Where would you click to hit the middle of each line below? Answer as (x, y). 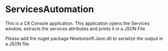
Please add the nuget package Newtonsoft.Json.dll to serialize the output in (84, 38)
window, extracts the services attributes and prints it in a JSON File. (76, 28)
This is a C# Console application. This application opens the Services (77, 23)
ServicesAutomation (50, 9)
